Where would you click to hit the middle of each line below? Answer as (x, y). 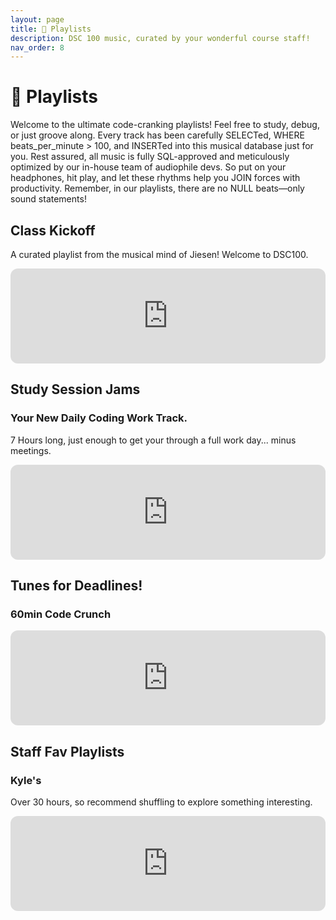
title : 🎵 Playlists (51, 29)
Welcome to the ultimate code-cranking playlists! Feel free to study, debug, (165, 125)
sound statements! (48, 199)
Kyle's (26, 780)
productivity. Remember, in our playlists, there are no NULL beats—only (157, 188)
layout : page (37, 19)
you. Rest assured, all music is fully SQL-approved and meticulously (150, 157)
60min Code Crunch (61, 614)
